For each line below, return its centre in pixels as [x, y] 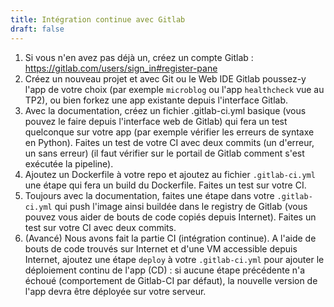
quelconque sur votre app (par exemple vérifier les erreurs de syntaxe [169, 132]
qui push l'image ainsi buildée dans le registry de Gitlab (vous [181, 206]
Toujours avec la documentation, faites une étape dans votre [149, 195]
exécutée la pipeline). [69, 163]
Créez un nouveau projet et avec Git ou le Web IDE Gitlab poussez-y [165, 78]
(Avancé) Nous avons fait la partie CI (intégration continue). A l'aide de [170, 238]
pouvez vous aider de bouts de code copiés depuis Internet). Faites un [170, 217]
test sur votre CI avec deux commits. [100, 227]
